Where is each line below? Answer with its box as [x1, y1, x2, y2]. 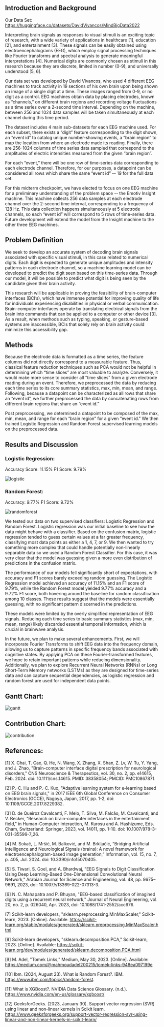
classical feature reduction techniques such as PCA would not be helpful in [5, 364, 157, 370]
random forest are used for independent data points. [5, 678, 111, 684]
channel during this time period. [5, 114, 70, 120]
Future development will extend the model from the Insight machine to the [5, 216, 154, 222]
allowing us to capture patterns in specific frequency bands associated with [5, 646, 158, 652]
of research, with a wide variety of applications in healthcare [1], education [5, 37, 156, 43]
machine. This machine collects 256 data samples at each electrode [5, 195, 143, 201]
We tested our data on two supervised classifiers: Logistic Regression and [5, 518, 155, 524]
